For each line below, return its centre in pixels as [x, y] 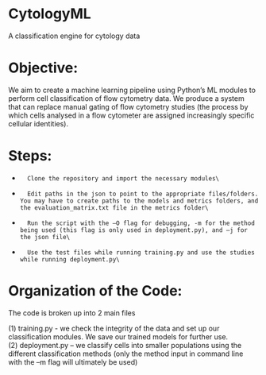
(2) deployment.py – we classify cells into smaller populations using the [125, 345]
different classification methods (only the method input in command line [126, 354]
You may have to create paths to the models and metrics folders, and [139, 201]
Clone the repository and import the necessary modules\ [123, 178]
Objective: [43, 68]
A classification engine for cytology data [74, 36]
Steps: [30, 156]
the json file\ [45, 237]
